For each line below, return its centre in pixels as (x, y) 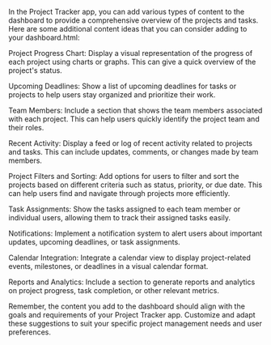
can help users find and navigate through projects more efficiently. (119, 193)
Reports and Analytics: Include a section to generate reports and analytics (132, 282)
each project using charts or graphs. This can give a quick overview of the (132, 62)
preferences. (30, 332)
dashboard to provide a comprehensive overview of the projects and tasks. (133, 20)
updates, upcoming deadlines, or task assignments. (94, 242)
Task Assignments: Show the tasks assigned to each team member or (125, 209)
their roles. (26, 128)
